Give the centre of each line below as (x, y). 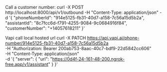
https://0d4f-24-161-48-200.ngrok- (88, 59)
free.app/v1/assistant (27, 64)
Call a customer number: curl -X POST (44, 7)
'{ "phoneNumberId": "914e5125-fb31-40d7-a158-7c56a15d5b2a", (77, 18)
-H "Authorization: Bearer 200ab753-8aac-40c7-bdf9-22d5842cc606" (78, 48)
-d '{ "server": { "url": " (29, 59)
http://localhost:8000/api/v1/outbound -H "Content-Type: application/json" (82, 12)
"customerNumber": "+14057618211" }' (45, 28)
